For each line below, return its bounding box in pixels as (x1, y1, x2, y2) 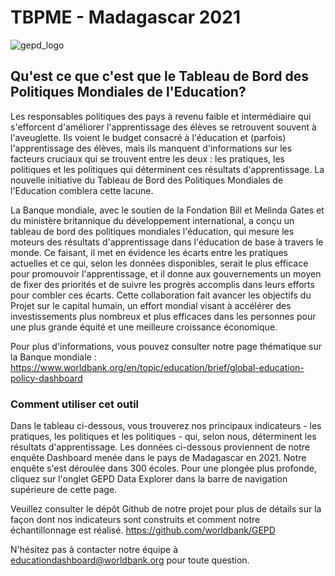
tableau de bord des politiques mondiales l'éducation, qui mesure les (10, 225, 295, 237)
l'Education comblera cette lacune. (10, 184, 154, 196)
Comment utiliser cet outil (10, 397, 140, 411)
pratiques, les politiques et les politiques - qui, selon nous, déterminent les (10, 431, 317, 443)
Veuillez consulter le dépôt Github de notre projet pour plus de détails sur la (10, 503, 322, 515)
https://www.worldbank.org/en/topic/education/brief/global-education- (10, 361, 305, 373)
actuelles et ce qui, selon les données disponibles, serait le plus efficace (10, 257, 309, 269)
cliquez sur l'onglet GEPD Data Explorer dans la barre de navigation (10, 473, 288, 485)
